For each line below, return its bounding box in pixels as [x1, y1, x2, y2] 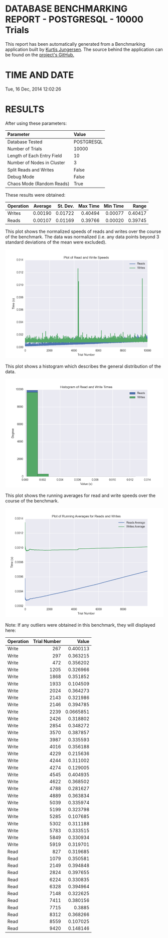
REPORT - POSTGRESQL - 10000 [5, 14, 144, 25]
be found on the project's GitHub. [5, 51, 74, 58]
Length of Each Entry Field [7, 153, 62, 159]
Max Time [78, 203, 100, 209]
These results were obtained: [5, 192, 66, 198]
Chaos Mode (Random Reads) [7, 181, 70, 187]
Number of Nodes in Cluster [7, 159, 65, 166]
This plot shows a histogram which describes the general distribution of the [5, 363, 161, 369]
